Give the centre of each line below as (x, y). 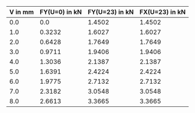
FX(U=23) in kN (162, 12)
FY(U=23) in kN (111, 12)
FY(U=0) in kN (61, 12)
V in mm (22, 12)
